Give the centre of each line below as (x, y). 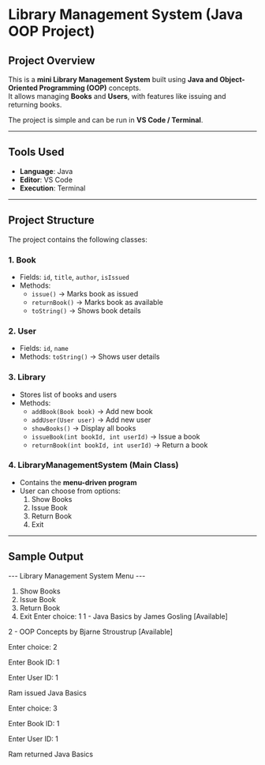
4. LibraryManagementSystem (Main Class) (93, 465)
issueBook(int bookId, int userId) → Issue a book (116, 436)
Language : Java (46, 171)
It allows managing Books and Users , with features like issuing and (117, 96)
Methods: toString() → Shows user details (90, 356)
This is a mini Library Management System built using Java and (113, 79)
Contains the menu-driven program (78, 482)
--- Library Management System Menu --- (77, 575)
